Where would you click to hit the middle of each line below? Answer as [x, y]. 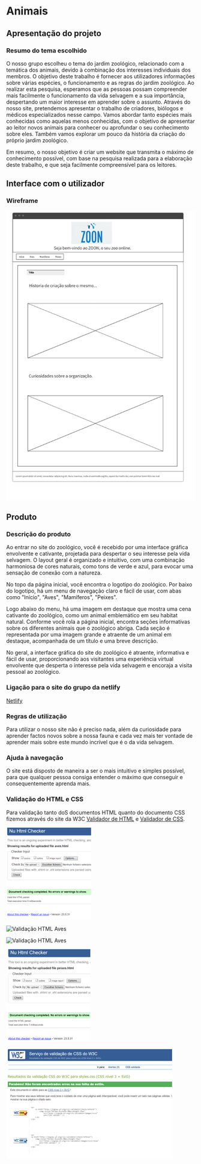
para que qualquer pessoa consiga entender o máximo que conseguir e [94, 777]
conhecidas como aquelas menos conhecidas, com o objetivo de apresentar [100, 121]
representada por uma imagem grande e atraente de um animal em [89, 635]
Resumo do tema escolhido [46, 51]
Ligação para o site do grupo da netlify [63, 688]
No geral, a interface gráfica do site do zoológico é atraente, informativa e [98, 653]
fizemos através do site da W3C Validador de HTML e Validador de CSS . [95, 819]
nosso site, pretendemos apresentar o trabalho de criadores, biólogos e [95, 108]
